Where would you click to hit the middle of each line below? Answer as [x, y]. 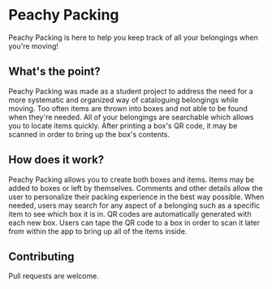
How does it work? [56, 160]
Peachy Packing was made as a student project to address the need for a [131, 91]
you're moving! [34, 45]
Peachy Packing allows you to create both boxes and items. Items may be [131, 179]
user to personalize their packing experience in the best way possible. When [136, 196]
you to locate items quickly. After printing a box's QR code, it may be [123, 125]
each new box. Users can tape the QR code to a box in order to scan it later [134, 222]
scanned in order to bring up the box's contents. [89, 134]
